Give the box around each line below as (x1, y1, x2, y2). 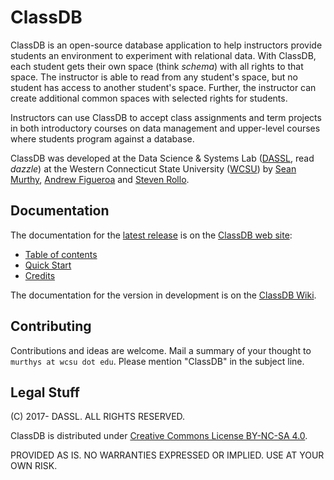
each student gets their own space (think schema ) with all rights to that (10, 60, 304, 72)
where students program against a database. (10, 132, 195, 145)
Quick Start (24, 259, 72, 271)
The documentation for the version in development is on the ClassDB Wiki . (10, 289, 317, 301)
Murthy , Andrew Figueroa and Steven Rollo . (10, 173, 190, 185)
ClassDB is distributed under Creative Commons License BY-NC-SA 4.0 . (10, 430, 308, 442)
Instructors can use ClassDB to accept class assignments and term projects (10, 111, 322, 123)
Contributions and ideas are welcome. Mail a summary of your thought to (10, 344, 312, 356)
